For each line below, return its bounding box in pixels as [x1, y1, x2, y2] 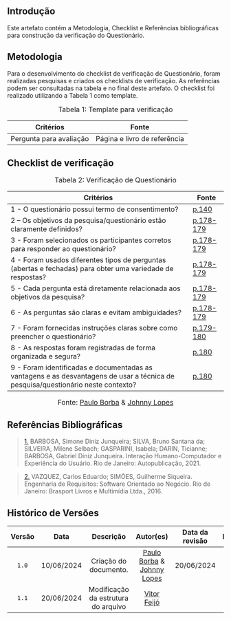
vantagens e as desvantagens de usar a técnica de [10, 372, 175, 381]
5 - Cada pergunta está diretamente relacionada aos [10, 284, 181, 293]
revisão [182, 536, 208, 546]
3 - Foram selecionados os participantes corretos [10, 235, 172, 245]
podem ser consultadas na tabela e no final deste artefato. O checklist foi [7, 84, 215, 92]
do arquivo [91, 602, 126, 612]
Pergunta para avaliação [10, 133, 89, 143]
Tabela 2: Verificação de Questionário [54, 175, 177, 185]
